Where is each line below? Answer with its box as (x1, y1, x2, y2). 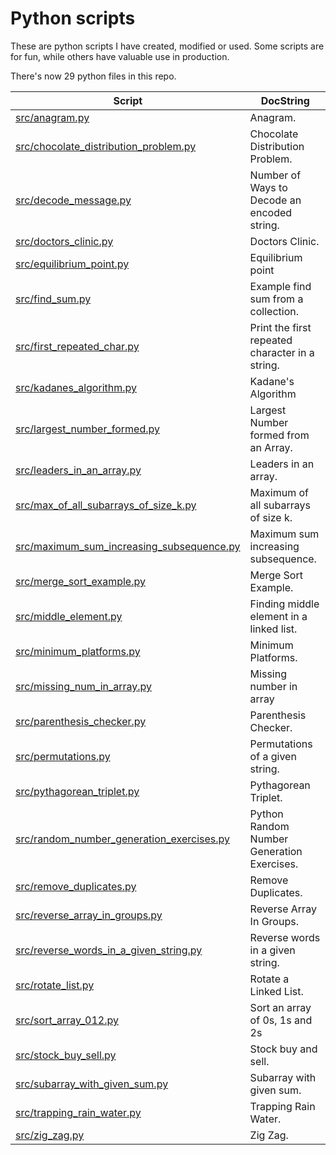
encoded (249, 205, 293, 219)
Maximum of (249, 485, 309, 499)
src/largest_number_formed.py (15, 422, 160, 436)
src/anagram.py (15, 110, 90, 124)
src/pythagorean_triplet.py (15, 784, 140, 798)
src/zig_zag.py (15, 1128, 85, 1142)
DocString (260, 93, 310, 107)
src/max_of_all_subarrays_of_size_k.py (15, 498, 197, 512)
